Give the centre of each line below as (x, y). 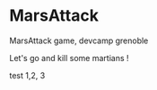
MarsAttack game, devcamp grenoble (79, 40)
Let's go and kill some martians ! (69, 58)
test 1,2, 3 (27, 75)
